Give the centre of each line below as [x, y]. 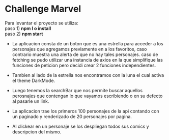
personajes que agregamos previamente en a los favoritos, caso [79, 49]
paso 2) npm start [24, 34]
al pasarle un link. [31, 101]
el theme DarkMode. [34, 80]
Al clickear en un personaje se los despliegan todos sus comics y [80, 126]
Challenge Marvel [43, 9]
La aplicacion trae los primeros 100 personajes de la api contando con [86, 111]
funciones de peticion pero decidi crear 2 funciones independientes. [84, 65]
